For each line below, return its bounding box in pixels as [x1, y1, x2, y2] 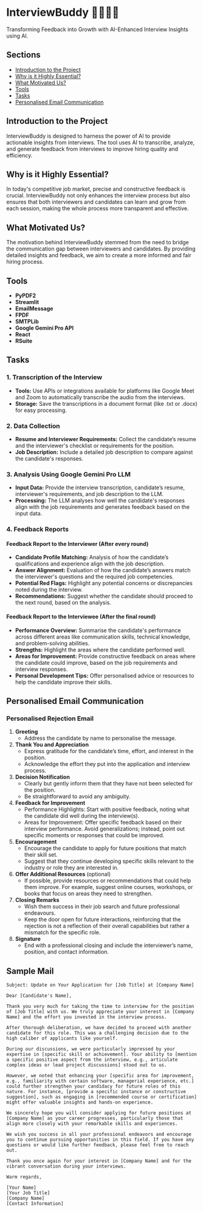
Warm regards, [6, 1174, 43, 1180]
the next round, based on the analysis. [15, 599, 111, 606]
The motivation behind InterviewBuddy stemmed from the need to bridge [6, 239, 190, 246]
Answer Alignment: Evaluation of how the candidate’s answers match [15, 567, 191, 574]
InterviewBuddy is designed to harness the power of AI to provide [6, 132, 171, 140]
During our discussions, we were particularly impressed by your [6, 1046, 175, 1052]
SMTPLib [15, 318, 39, 325]
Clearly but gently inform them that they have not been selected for [24, 780, 193, 787]
